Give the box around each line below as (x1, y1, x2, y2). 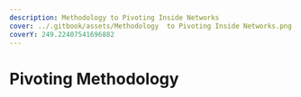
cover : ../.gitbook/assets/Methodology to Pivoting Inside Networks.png (9, 22, 293, 31)
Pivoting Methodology (9, 68, 179, 89)
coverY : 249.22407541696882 (9, 30, 115, 39)
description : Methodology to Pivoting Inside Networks (9, 13, 220, 22)
